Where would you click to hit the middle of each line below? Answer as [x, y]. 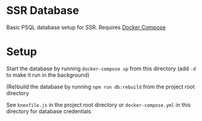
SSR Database [43, 11]
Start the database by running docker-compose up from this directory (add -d [101, 68]
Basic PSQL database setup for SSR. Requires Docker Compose [86, 27]
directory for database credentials [49, 111]
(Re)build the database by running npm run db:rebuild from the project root [101, 87]
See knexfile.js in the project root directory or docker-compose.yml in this [99, 105]
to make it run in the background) [48, 75]
